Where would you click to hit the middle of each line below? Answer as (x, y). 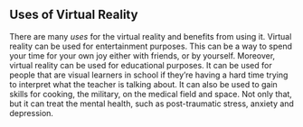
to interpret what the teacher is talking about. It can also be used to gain (143, 84)
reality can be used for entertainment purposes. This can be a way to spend (151, 46)
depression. (32, 113)
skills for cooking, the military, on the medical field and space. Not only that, (151, 94)
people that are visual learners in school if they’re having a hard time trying (149, 75)
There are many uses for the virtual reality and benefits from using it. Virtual (151, 36)
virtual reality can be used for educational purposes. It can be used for (141, 65)
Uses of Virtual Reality (74, 15)
